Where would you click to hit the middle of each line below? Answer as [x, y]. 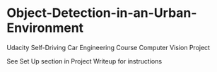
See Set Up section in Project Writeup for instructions [84, 61]
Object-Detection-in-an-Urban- [102, 13]
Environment [45, 28]
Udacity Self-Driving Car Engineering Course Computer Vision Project [108, 47]
